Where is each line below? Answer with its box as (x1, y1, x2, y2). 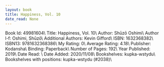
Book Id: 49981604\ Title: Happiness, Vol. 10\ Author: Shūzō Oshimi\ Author (5, 30, 159, 36)
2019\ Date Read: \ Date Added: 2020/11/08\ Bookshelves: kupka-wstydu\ (5, 51, 156, 57)
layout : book (5, 7, 32, 12)
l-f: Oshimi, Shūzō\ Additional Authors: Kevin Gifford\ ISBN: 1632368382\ (5, 35, 154, 41)
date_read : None (5, 16, 39, 21)
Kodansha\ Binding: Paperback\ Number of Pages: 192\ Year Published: (5, 46, 151, 52)
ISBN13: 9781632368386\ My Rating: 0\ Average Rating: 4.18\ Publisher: (5, 41, 152, 47)
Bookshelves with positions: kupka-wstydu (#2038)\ (5, 57, 112, 63)
